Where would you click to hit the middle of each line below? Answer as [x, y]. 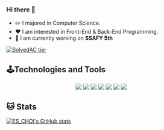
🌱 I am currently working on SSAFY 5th [64, 38]
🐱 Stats [21, 107]
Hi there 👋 [21, 10]
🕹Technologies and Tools [56, 70]
